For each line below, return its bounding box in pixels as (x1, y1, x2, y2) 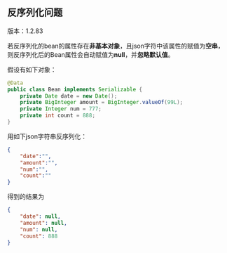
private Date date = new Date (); (20, 92, 118, 100)
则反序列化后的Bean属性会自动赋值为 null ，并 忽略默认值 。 (7, 50, 174, 58)
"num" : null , (20, 226, 58, 233)
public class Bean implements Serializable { (7, 86, 142, 93)
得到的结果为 (7, 193, 44, 201)
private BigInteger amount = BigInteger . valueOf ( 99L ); (20, 99, 184, 106)
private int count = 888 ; (20, 112, 96, 119)
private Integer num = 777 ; (20, 105, 102, 112)
